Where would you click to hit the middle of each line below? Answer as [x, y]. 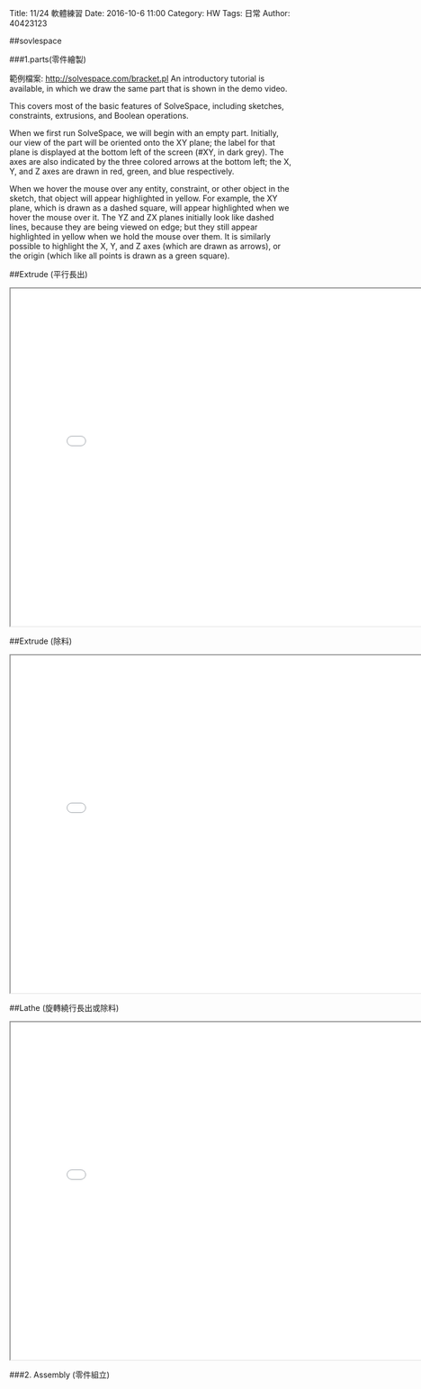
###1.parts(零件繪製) [48, 59]
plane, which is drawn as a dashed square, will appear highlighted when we [149, 208]
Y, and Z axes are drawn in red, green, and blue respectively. [122, 171]
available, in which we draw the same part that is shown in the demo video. [148, 89]
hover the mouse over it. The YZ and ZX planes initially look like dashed [142, 217]
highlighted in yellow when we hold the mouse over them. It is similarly [140, 236]
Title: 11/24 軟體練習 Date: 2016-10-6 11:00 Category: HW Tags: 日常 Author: [150, 13]
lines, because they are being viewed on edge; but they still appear [134, 227]
